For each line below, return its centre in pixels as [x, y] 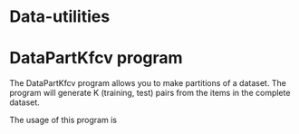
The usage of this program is [63, 120]
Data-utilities [60, 17]
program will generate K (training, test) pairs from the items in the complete [150, 93]
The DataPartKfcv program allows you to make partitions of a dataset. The [148, 83]
